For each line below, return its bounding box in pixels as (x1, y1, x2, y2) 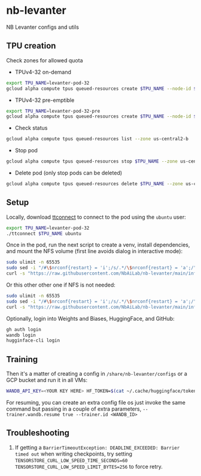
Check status (14, 124, 48, 132)
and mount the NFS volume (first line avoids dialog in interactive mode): (6, 248, 183, 255)
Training (6, 354, 38, 364)
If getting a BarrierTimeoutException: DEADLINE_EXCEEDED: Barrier (14, 444, 180, 451)
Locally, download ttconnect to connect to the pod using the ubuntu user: (6, 213, 187, 221)
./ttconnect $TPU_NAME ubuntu (6, 230, 82, 237)
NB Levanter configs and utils (6, 23, 80, 31)
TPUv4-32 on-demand (14, 68, 72, 76)
